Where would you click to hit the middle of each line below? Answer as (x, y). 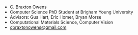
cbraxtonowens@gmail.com (38, 27)
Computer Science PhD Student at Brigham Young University (71, 12)
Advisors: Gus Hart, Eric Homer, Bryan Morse (55, 17)
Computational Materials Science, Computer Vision (61, 22)
